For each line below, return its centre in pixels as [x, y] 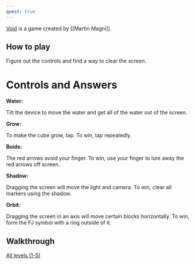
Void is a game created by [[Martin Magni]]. [59, 28]
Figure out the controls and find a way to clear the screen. [76, 61]
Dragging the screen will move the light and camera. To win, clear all [89, 187]
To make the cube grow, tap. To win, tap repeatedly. [69, 136]
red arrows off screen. [33, 164]
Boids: [14, 147]
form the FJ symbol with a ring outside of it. [59, 223]
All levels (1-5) [23, 255]
